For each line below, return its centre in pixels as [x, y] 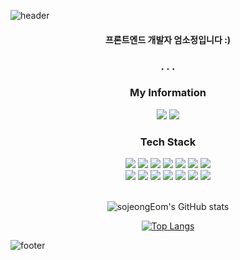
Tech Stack [168, 142]
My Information [168, 93]
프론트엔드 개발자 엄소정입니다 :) [168, 39]
